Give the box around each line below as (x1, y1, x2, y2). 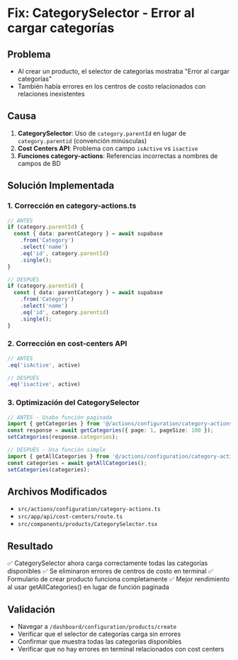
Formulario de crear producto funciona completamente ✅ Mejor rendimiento (7, 575, 230, 583)
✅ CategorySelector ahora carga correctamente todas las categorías (7, 559, 208, 568)
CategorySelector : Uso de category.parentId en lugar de (17, 129, 186, 138)
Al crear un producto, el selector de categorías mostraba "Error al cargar (17, 67, 230, 75)
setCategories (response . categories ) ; (7, 434, 119, 441)
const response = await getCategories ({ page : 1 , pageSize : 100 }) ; (7, 427, 214, 434)
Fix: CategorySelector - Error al (7, 5, 195, 21)
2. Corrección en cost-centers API (7, 339, 127, 349)
